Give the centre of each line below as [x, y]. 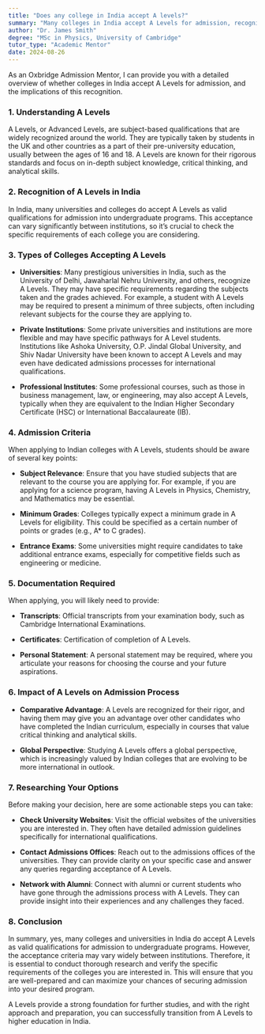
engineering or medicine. [60, 563]
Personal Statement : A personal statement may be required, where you [136, 655]
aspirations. [39, 672]
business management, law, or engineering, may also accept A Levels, [134, 395]
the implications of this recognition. [65, 91]
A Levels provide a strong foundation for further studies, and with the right [129, 1005]
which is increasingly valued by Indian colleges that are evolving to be [133, 758]
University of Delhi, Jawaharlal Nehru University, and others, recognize [135, 280]
